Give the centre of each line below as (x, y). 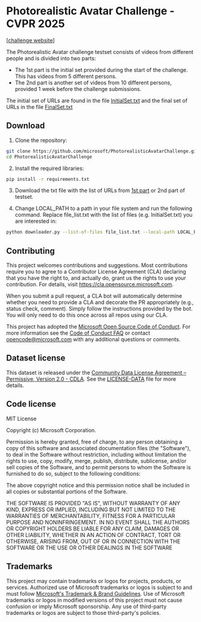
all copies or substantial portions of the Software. (67, 491)
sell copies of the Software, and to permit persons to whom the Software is (99, 467)
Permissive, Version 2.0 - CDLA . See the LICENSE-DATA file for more (91, 379)
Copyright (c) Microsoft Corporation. (51, 430)
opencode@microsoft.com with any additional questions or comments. (93, 339)
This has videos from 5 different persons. (66, 76)
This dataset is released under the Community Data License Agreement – (96, 372)
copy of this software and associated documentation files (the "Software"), (99, 448)
